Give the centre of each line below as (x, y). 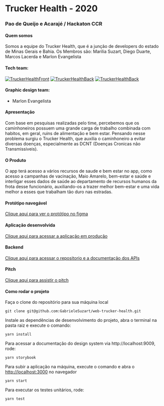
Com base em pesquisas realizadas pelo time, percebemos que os (72, 123)
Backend (14, 247)
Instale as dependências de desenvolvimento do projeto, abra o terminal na (81, 320)
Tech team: (17, 68)
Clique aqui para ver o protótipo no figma (47, 214)
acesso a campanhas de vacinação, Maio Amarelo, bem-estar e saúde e (78, 176)
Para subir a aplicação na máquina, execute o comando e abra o (70, 367)
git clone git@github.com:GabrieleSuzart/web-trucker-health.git (73, 311)
